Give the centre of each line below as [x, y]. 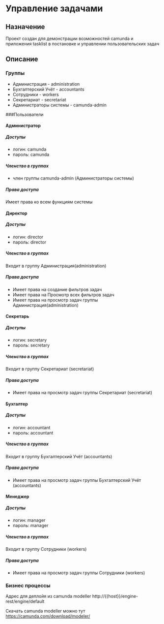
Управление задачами [54, 9]
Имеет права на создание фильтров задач [57, 289]
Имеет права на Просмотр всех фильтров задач [63, 295]
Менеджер [17, 497]
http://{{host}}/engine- [115, 596]
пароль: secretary [31, 345]
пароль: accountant [33, 433]
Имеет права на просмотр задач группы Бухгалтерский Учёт [77, 480]
